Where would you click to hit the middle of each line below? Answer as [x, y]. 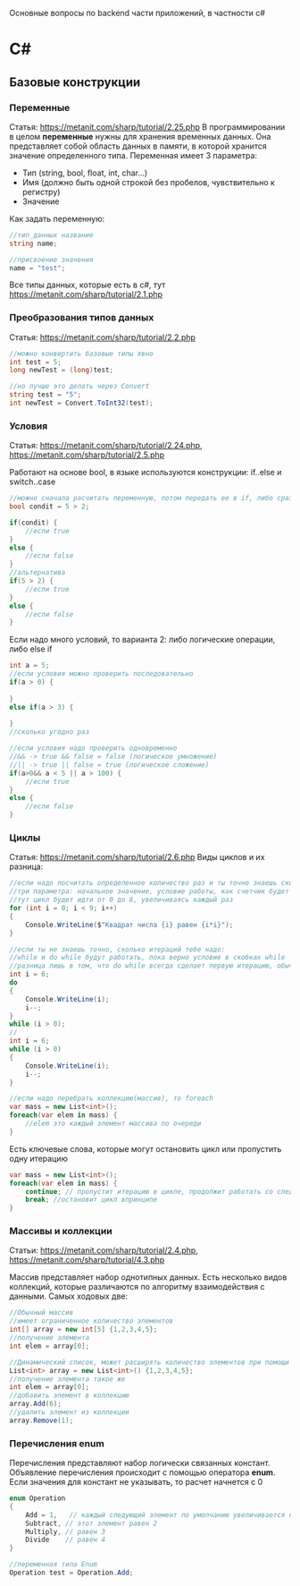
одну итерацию [39, 1158]
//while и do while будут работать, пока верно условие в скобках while [147, 958]
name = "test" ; [37, 268]
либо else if [31, 649]
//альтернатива [37, 573]
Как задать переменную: [57, 218]
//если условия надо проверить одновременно [93, 748]
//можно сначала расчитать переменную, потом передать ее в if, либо [142, 499]
